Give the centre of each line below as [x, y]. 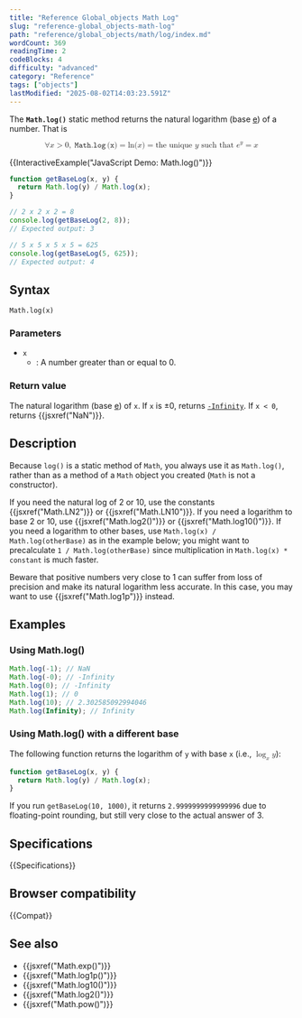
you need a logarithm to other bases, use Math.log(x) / [113, 531]
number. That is [38, 128]
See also [34, 944]
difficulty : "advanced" [54, 69]
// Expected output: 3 [52, 228]
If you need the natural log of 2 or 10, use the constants [112, 502]
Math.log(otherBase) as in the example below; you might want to [129, 540]
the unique [174, 145]
